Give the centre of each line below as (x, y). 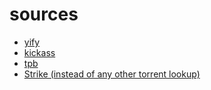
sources (44, 14)
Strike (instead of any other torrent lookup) (112, 74)
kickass (39, 52)
